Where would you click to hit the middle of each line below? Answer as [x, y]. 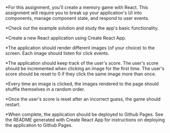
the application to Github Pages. [39, 125]
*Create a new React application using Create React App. [66, 38]
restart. [13, 104]
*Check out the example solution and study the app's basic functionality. [82, 28]
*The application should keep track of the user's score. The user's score [82, 63]
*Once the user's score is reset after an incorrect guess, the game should [83, 99]
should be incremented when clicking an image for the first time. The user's [85, 69]
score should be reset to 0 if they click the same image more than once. [81, 74]
